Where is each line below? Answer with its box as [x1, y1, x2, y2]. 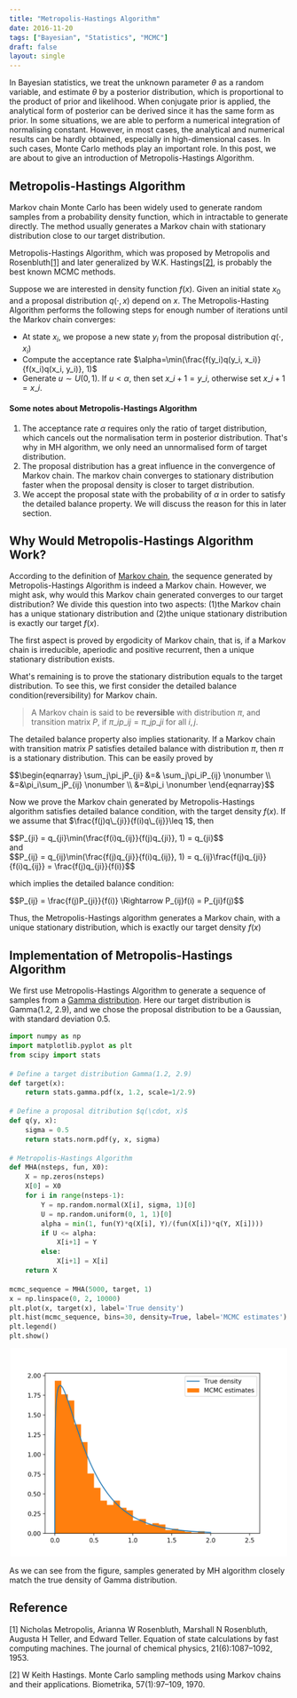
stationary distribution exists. [9, 654, 115, 665]
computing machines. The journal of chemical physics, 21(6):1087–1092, [9, 1643, 273, 1654]
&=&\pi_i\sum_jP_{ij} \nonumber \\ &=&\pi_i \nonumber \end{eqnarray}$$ [9, 780, 275, 790]
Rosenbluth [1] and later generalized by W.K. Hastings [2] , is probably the [9, 257, 272, 267]
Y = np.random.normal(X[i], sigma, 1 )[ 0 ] [41, 1200, 197, 1210]
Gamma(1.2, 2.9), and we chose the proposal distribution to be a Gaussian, [9, 1004, 282, 1015]
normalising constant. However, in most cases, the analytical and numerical [9, 124, 285, 135]
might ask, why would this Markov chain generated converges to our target [9, 590, 284, 600]
